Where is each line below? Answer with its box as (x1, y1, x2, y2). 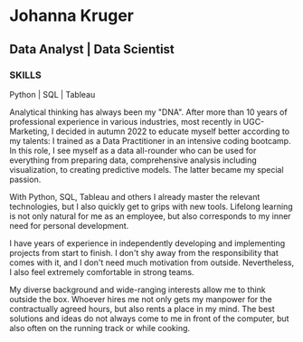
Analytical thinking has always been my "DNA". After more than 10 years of (9, 106, 288, 118)
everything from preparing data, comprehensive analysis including (9, 155, 258, 166)
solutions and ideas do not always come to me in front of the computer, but (9, 313, 289, 324)
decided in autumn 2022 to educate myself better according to (55, 126, 290, 137)
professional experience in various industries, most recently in (9, 116, 241, 127)
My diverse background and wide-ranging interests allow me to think (9, 284, 267, 295)
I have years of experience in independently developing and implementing (9, 237, 286, 249)
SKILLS (9, 69, 43, 81)
